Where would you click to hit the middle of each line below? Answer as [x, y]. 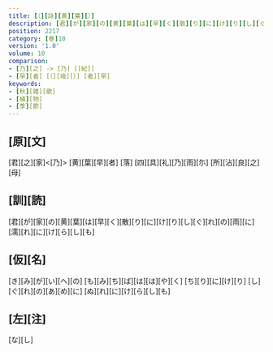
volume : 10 [27, 54]
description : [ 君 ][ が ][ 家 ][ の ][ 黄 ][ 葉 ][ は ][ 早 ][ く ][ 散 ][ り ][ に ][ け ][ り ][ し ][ [134, 24]
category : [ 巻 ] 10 [37, 39]
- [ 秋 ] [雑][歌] [32, 91]
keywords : [25, 84]
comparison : [28, 62]
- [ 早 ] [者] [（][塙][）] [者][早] [60, 76]
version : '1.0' [34, 46]
